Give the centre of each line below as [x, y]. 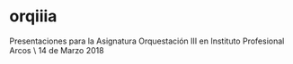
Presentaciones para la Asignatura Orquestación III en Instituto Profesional [147, 41]
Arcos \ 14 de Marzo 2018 [57, 50]
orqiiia [33, 16]
